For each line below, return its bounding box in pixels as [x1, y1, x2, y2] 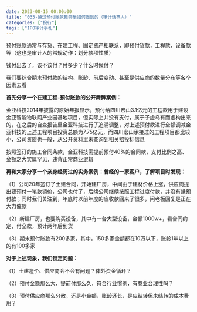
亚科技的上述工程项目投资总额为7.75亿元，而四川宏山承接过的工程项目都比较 [6, 129, 191, 136]
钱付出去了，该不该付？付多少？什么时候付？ [6, 62, 114, 69]
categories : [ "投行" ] [6, 19, 57, 25]
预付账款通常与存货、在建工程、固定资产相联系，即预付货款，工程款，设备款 [6, 42, 191, 49]
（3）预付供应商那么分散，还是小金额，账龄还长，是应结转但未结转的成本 [6, 292, 184, 300]
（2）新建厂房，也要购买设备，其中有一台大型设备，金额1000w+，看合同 [6, 215, 183, 222]
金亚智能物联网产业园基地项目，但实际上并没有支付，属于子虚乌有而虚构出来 [6, 114, 191, 121]
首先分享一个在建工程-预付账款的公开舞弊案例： [6, 94, 122, 101]
